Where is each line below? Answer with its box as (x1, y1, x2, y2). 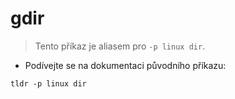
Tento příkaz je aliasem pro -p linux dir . (34, 40, 206, 52)
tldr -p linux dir (10, 78, 87, 89)
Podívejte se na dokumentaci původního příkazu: (24, 59, 227, 71)
